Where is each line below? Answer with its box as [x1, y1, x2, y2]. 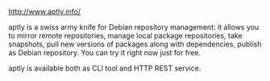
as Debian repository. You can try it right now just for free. [8, 48, 201, 57]
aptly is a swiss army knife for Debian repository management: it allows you [8, 22, 260, 31]
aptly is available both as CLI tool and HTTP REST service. [8, 63, 201, 73]
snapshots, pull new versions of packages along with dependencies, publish [8, 39, 262, 49]
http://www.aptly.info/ [8, 7, 81, 16]
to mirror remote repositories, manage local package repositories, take [8, 31, 243, 40]
